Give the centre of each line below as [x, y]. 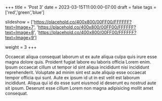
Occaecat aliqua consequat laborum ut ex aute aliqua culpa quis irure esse [81, 57]
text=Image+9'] [21, 37]
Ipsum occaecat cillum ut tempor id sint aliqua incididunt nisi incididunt [77, 67]
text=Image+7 [19, 27]
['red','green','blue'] [25, 12]
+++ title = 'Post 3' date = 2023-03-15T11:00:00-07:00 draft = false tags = [81, 7]
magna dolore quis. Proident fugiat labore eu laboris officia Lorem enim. [78, 62]
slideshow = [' [20, 22]
